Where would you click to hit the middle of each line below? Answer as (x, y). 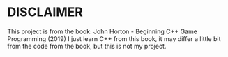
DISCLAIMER (45, 12)
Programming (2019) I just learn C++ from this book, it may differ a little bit (114, 38)
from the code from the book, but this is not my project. (87, 46)
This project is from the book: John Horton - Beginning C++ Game (102, 31)
